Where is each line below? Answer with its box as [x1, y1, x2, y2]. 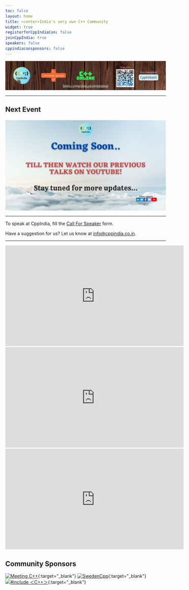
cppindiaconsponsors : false [5, 46, 65, 51]
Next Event [5, 105, 41, 114]
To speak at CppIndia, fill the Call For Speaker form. [5, 220, 114, 227]
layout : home [5, 13, 33, 19]
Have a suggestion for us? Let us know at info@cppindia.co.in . [5, 231, 137, 237]
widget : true [5, 25, 33, 30]
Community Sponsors [5, 559, 76, 568]
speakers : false [5, 41, 40, 46]
